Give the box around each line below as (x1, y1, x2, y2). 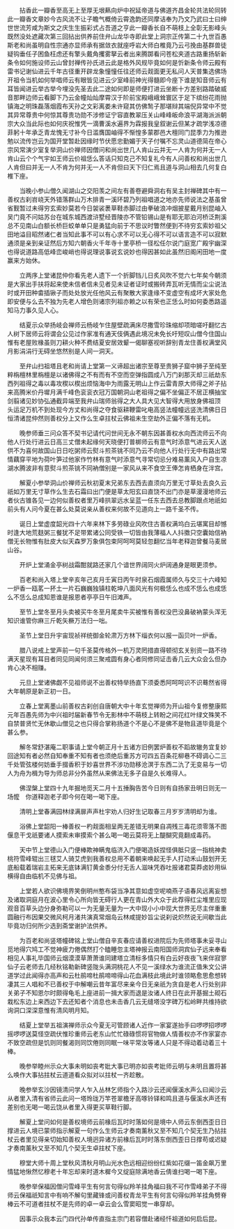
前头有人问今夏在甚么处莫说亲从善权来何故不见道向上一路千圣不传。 (7, 505, 203, 513)
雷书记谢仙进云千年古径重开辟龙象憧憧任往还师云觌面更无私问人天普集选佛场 (7, 67, 227, 75)
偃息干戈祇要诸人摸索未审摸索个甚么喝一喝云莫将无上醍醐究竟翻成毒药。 (7, 831, 214, 839)
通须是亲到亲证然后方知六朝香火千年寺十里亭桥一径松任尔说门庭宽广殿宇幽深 (7, 239, 227, 247)
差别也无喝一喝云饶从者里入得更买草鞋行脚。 (7, 1103, 136, 1111)
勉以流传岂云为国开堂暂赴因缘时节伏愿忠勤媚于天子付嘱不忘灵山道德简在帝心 (7, 137, 227, 145)
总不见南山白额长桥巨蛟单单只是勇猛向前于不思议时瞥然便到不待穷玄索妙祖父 (7, 222, 227, 229)
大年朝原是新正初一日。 (7, 687, 75, 695)
